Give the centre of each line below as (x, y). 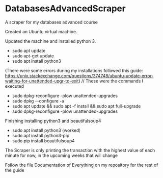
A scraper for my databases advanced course (52, 22)
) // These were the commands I (111, 81)
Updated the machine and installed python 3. (51, 41)
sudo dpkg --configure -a (38, 101)
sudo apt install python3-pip (41, 135)
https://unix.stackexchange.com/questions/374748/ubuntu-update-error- (79, 76)
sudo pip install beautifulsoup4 (43, 141)
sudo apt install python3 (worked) (46, 130)
